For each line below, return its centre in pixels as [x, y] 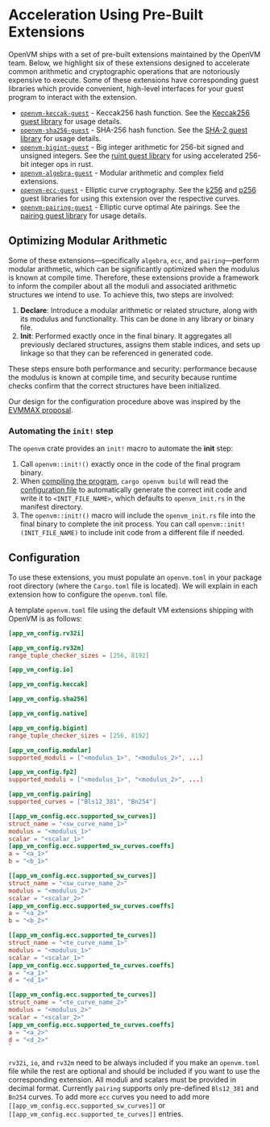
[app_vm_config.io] [41, 670]
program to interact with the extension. [73, 97]
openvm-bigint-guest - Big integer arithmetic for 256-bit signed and [132, 147]
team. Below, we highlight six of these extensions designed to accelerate [129, 63]
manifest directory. [51, 507]
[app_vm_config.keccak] [48, 684]
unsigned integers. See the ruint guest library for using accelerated [131, 156]
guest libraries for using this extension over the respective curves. [130, 198]
